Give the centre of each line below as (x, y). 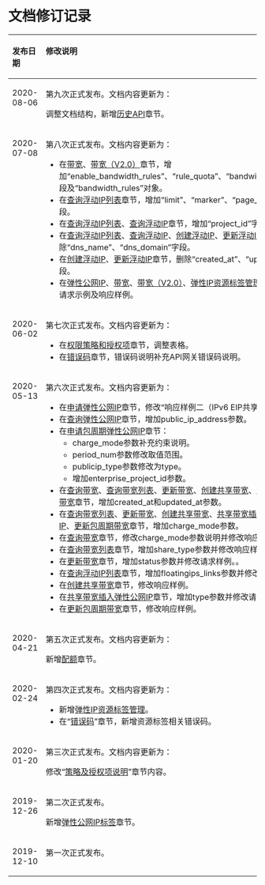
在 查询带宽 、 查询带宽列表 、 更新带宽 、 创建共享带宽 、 (158, 490)
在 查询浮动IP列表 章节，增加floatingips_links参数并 (151, 573)
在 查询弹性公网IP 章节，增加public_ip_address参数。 (155, 419)
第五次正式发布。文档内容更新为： (108, 639)
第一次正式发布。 (77, 853)
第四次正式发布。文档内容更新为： (108, 690)
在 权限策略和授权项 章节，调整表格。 (126, 345)
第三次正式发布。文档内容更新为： (108, 751)
